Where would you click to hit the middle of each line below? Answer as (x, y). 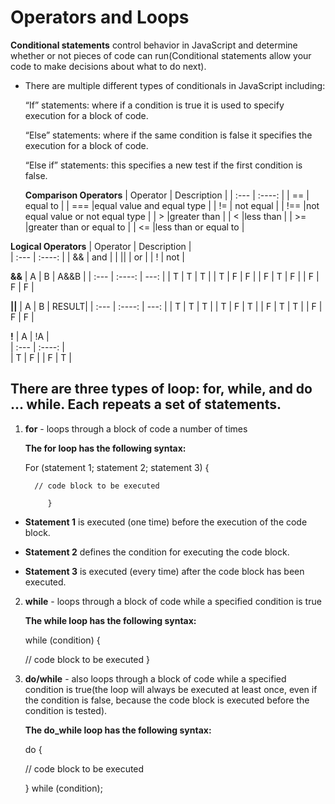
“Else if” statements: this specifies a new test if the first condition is (163, 165)
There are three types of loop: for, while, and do (161, 389)
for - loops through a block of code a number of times (136, 428)
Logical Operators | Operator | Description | (101, 246)
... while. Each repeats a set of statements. (146, 404)
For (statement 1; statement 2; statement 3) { (117, 467)
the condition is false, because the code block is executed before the (167, 700)
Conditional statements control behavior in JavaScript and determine (154, 45)
